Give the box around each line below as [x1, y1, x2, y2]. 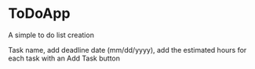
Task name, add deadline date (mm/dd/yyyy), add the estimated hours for [8, 45, 247, 54]
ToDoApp [8, 5, 71, 22]
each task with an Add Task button [8, 53, 120, 63]
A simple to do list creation [8, 30, 94, 40]
